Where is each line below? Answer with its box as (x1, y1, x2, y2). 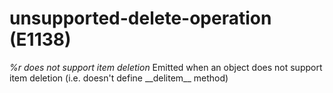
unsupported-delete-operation (9, 7, 272, 30)
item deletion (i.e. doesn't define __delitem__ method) (9, 72, 229, 84)
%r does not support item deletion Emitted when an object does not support (9, 61, 323, 73)
